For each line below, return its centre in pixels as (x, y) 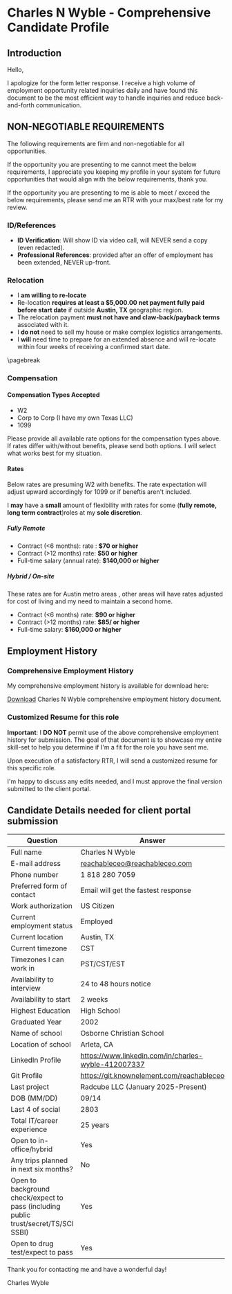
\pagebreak (23, 360)
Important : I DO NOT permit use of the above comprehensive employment (113, 732)
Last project (30, 1087)
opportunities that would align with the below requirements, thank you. (108, 179)
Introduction (35, 53)
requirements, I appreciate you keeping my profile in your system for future (114, 172)
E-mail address (36, 864)
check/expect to (37, 1198)
